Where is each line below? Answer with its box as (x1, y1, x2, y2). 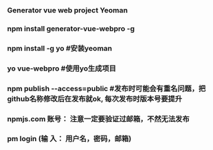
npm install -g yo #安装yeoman (7, 43, 112, 53)
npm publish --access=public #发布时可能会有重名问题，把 (7, 84, 206, 93)
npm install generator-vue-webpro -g (7, 23, 135, 33)
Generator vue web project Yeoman (7, 5, 128, 15)
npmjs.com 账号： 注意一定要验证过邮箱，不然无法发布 (7, 114, 190, 123)
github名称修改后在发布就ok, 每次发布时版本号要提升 (7, 94, 183, 103)
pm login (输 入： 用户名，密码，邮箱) (7, 134, 132, 144)
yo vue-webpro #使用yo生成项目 (7, 64, 117, 73)
